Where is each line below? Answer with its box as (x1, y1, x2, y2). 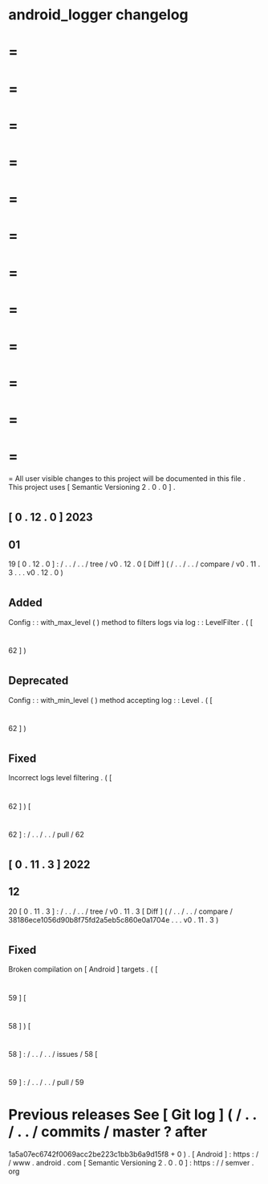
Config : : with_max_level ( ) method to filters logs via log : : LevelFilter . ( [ (8, 617, 254, 627)
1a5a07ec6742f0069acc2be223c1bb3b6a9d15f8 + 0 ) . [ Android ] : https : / (8, 1149, 259, 1159)
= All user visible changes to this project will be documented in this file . (8, 474, 246, 483)
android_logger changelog (8, 6, 189, 24)
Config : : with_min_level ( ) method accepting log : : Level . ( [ (8, 695, 213, 705)
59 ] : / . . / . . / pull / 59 (8, 1078, 84, 1087)
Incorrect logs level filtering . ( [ (8, 773, 112, 783)
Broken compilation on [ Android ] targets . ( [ (8, 964, 158, 974)
